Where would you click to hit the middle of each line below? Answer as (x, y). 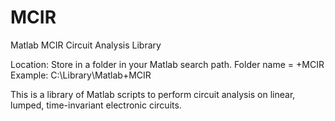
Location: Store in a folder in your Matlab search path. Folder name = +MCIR (167, 64)
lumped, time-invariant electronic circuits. (96, 105)
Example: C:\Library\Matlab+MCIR (81, 75)
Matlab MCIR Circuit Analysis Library (86, 45)
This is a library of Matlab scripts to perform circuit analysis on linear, (153, 94)
